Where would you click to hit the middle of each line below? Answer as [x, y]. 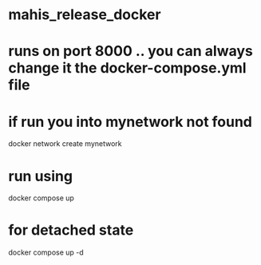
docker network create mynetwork [65, 144]
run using [41, 176]
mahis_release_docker [85, 15]
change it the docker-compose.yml [127, 68]
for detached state [71, 230]
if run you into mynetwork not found [130, 122]
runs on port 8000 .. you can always [130, 51]
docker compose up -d [46, 252]
